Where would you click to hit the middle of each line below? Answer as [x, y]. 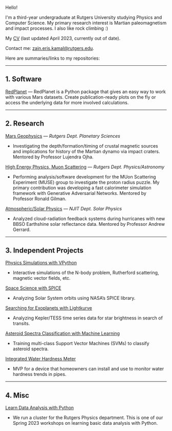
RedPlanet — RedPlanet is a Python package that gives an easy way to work [86, 92]
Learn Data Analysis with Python [40, 408]
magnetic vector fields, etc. [41, 278]
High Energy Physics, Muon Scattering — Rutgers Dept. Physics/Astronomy [85, 167]
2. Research [25, 124]
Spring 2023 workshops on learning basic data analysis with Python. [85, 423]
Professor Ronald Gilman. [39, 199]
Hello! [12, 7]
